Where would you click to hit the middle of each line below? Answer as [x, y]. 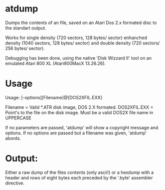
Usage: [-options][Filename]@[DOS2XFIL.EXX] [54, 97]
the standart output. [26, 28]
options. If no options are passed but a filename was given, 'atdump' [76, 133]
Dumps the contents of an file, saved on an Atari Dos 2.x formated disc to [81, 23]
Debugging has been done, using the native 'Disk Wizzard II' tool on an [78, 58]
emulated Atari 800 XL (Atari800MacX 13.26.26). [56, 63]
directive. [15, 183]
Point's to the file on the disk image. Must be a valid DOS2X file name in [79, 112]
